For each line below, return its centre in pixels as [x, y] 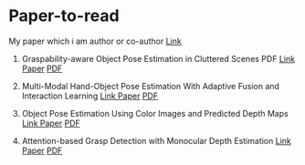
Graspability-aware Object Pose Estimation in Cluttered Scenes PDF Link [158, 58]
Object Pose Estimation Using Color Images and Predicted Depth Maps [155, 113]
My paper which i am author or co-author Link [95, 41]
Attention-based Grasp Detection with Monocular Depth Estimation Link [156, 140]
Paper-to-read [64, 16]
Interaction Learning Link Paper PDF [90, 96]
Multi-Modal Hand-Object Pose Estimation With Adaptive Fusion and [151, 86]
